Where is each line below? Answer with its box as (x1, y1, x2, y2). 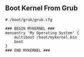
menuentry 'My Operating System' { (5, 30, 79, 35)
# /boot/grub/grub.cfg (5, 17, 52, 22)
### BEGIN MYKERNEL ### (5, 26, 55, 31)
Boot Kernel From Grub (5, 4, 78, 12)
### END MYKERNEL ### (5, 47, 50, 53)
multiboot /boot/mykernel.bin (14, 34, 77, 39)
